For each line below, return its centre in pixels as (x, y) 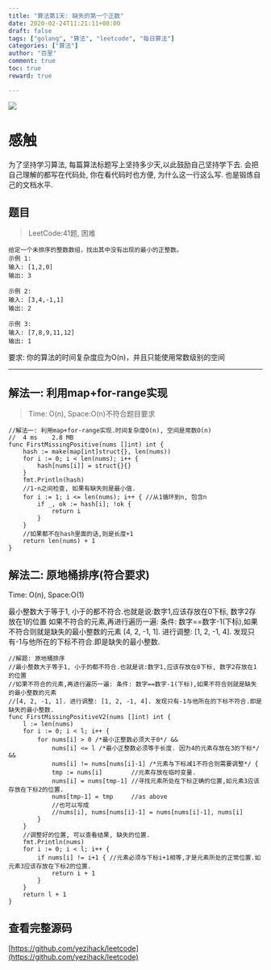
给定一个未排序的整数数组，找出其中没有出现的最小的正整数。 (96, 250)
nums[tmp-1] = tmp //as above (109, 796)
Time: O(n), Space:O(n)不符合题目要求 (92, 414)
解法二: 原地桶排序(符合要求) (79, 575)
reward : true (30, 76)
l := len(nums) (48, 724)
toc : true (25, 69)
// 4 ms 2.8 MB (41, 438)
